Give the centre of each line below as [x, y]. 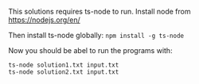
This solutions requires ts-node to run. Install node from [99, 11]
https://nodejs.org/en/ [45, 20]
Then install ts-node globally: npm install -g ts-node [96, 35]
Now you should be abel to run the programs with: [90, 50]
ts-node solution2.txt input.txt [64, 72]
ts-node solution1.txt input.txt [64, 65]
